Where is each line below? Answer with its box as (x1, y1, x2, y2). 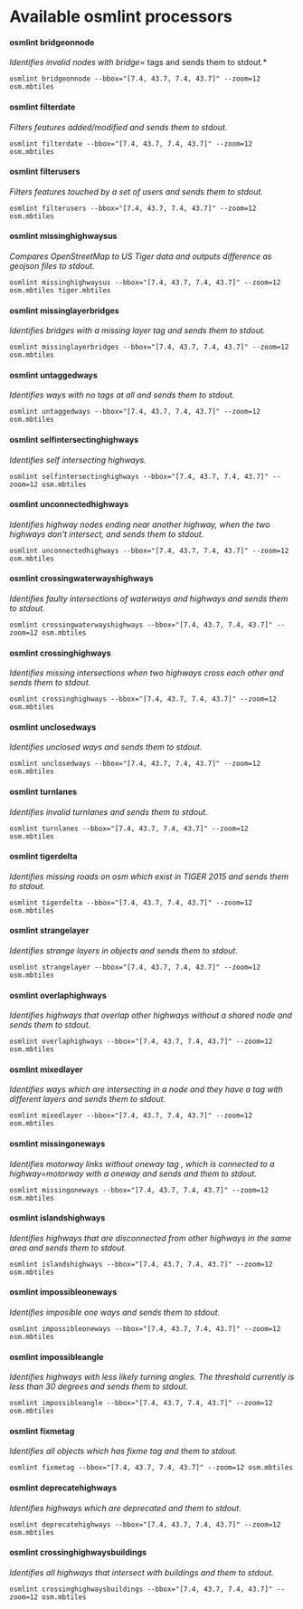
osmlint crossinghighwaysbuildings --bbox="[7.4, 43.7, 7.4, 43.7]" (9, 1585, 273, 1594)
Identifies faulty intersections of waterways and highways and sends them (9, 593, 289, 604)
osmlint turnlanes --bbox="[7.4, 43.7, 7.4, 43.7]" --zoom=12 (9, 824, 249, 833)
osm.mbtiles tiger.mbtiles (9, 286, 111, 295)
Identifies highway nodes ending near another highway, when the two (9, 519, 270, 530)
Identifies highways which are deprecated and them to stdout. (9, 1502, 241, 1513)
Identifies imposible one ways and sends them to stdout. (9, 1307, 221, 1318)
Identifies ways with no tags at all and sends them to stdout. (9, 389, 235, 400)
